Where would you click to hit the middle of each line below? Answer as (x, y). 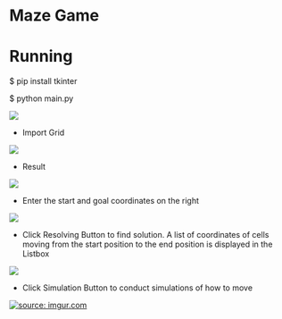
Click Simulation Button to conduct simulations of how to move (137, 288)
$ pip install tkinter (43, 81)
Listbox (36, 254)
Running (41, 57)
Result (34, 167)
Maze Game (54, 16)
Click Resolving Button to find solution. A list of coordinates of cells (145, 235)
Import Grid (43, 133)
